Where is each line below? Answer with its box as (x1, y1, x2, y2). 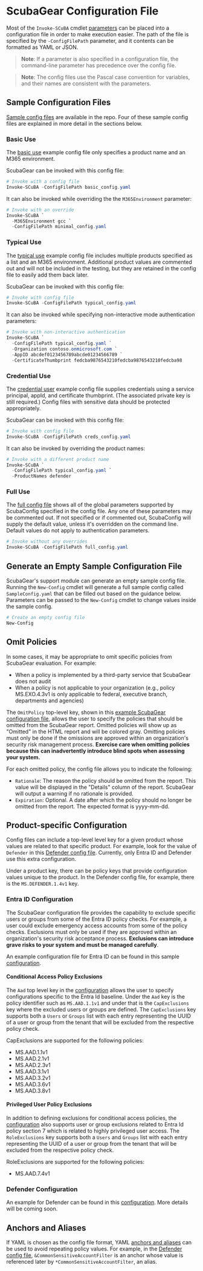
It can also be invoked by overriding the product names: (6, 445, 146, 452)
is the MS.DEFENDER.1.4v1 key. (6, 880, 79, 887)
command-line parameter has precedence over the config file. (21, 62, 176, 69)
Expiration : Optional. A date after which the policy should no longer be (14, 796, 192, 803)
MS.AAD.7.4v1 (14, 1170, 50, 1177)
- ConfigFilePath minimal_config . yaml (11, 224, 107, 230)
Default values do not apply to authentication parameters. (6, 527, 150, 534)
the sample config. (6, 603, 53, 610)
